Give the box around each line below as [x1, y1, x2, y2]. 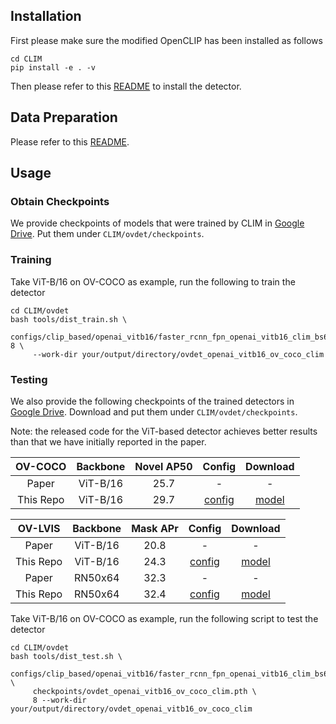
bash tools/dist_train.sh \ [10, 314, 128, 324]
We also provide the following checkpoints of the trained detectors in [10, 395, 295, 407]
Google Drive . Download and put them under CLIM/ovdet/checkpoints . [10, 405, 298, 418]
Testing [10, 372, 48, 386]
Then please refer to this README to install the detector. [10, 80, 242, 92]
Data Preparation [10, 109, 118, 126]
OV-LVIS [17, 521, 61, 535]
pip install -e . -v [10, 62, 97, 73]
